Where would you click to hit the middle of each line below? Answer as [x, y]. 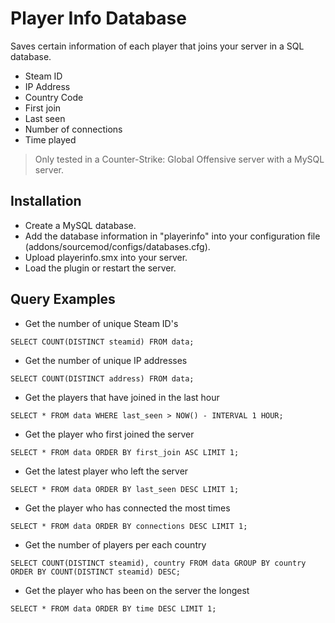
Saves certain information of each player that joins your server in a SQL [157, 46]
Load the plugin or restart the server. [100, 268]
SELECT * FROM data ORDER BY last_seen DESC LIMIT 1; [125, 489]
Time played [50, 139]
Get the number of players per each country [115, 544]
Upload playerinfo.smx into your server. [106, 257]
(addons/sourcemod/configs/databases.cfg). [117, 246]
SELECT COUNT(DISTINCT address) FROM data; [102, 378]
